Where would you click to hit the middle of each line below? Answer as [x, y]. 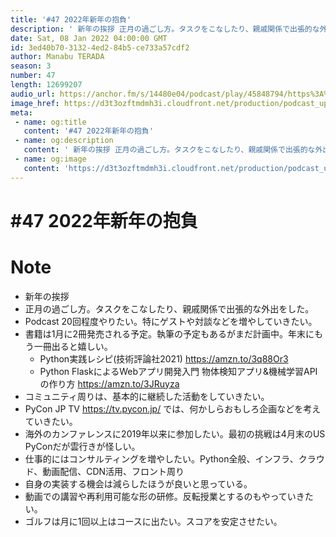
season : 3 [31, 66]
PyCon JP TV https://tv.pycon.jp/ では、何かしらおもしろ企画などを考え [173, 408]
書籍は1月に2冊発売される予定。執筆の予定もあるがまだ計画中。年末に [169, 333]
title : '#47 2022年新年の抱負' [71, 19]
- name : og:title [50, 122]
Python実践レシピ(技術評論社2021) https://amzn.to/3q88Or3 [164, 358]
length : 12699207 [46, 85]
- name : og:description [64, 141]
